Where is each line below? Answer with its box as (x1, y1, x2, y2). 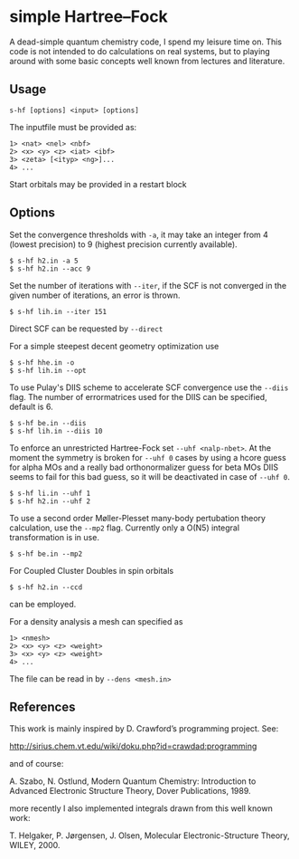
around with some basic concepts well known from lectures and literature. (9, 55, 285, 66)
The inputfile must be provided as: (9, 121, 137, 132)
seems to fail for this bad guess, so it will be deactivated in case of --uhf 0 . (9, 471, 291, 482)
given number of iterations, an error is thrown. (9, 290, 181, 301)
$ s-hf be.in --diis (9, 418, 88, 427)
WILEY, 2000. (9, 840, 61, 851)
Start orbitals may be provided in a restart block (9, 178, 187, 189)
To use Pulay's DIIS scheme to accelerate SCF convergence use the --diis (9, 382, 289, 393)
